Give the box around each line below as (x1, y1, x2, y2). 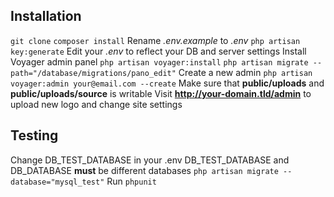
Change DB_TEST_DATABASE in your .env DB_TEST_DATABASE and (10, 154, 290, 166)
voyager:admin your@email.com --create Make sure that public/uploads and (10, 77, 325, 89)
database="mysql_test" (10, 177, 105, 187)
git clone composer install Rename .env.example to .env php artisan (10, 34, 301, 46)
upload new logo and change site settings (10, 98, 183, 110)
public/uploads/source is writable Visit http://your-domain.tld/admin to (10, 87, 312, 99)
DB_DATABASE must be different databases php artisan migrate (10, 164, 279, 176)
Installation (10, 8, 82, 25)
